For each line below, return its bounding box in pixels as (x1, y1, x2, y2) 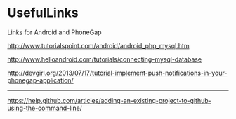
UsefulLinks (7, 5, 79, 21)
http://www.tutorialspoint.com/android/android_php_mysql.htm (7, 41, 190, 50)
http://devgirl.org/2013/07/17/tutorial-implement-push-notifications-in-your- (7, 69, 228, 77)
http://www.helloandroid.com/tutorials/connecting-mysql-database (7, 55, 202, 64)
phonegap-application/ (7, 76, 74, 85)
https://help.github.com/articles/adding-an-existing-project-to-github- (7, 96, 212, 104)
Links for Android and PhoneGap (7, 28, 102, 36)
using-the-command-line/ (7, 104, 83, 112)
